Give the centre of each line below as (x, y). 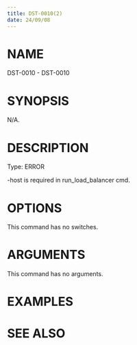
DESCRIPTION (48, 148)
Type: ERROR (26, 167)
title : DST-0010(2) (35, 13)
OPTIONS (35, 208)
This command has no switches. (53, 227)
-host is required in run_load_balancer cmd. (68, 180)
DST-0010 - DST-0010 (38, 73)
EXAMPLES (40, 302)
